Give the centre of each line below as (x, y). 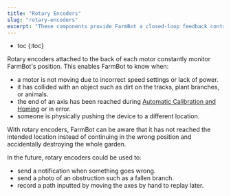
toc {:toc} (31, 46)
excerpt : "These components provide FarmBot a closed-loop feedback (107, 26)
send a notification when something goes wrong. (86, 171)
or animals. (33, 94)
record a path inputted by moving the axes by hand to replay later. (110, 186)
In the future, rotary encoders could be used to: (75, 157)
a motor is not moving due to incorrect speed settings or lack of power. (118, 80)
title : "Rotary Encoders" (44, 13)
